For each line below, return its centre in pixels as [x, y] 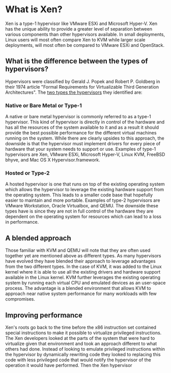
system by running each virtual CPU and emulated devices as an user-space [85, 283]
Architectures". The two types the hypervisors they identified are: [74, 92]
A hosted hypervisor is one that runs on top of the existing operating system [85, 184]
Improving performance [44, 315]
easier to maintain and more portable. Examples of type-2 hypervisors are [83, 200]
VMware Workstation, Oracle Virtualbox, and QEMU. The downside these [82, 206]
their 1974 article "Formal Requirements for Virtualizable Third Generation [82, 87]
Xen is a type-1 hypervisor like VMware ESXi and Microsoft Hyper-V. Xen [81, 23]
